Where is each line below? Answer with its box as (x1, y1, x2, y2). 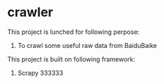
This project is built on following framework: (7, 54, 136, 64)
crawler (7, 4, 54, 20)
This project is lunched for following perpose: (7, 28, 140, 36)
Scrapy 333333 (17, 68, 64, 77)
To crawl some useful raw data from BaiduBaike (17, 41, 158, 49)
